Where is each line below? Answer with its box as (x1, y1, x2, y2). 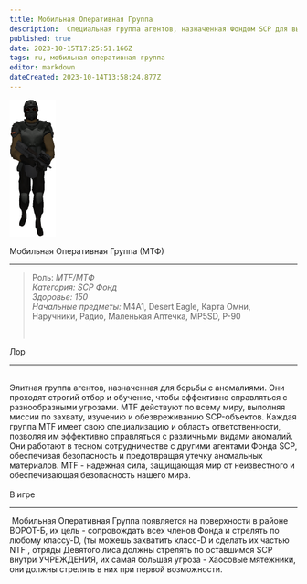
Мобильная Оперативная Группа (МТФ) (9, 245, 164, 256)
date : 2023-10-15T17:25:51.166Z (9, 44, 132, 53)
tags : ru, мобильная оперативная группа (9, 53, 166, 63)
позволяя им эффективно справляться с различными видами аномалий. (9, 430, 294, 441)
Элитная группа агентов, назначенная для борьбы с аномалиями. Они (9, 382, 285, 393)
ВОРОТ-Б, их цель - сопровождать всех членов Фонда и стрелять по (9, 525, 281, 536)
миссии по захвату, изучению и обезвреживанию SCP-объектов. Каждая (9, 411, 297, 422)
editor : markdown (9, 63, 76, 72)
